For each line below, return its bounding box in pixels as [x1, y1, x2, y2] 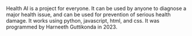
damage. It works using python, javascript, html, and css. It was [6, 17, 160, 24]
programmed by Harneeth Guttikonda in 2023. [6, 23, 118, 30]
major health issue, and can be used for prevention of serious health [6, 11, 171, 18]
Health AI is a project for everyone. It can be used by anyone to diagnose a [6, 5, 187, 12]
